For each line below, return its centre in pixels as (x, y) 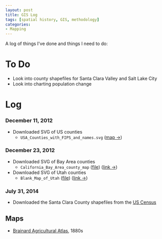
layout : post (19, 10)
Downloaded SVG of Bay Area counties (54, 161)
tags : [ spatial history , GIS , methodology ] (52, 19)
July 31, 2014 (22, 191)
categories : (18, 24)
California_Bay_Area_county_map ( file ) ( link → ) (69, 167)
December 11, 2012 (29, 121)
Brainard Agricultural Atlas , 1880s (48, 230)
